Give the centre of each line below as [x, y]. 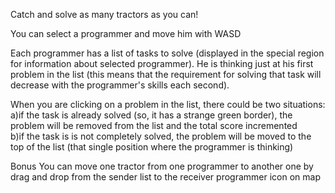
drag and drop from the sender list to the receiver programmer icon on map [165, 177]
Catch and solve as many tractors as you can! [104, 14]
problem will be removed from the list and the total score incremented [154, 125]
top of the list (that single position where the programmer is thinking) [152, 147]
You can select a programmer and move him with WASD [126, 33]
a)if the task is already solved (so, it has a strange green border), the [151, 115]
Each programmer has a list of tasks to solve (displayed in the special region [167, 53]
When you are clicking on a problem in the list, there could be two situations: [168, 104]
